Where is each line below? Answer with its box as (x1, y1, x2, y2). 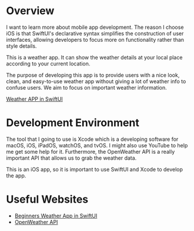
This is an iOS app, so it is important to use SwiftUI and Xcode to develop (6, 166, 183, 173)
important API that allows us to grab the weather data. (6, 154, 137, 161)
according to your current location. (6, 60, 91, 67)
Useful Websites (6, 193, 89, 206)
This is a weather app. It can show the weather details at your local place (6, 54, 183, 61)
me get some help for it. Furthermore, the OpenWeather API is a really (6, 148, 175, 155)
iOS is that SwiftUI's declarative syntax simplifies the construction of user (6, 29, 184, 37)
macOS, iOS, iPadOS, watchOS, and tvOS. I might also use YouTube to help (6, 141, 188, 148)
